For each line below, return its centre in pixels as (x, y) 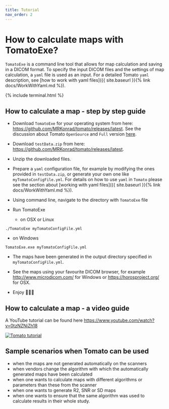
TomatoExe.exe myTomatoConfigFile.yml (46, 248)
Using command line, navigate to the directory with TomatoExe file (80, 200)
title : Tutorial (22, 10)
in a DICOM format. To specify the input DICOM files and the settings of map (85, 70)
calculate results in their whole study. (51, 401)
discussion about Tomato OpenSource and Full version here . (74, 134)
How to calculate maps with (64, 40)
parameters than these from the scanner (54, 385)
